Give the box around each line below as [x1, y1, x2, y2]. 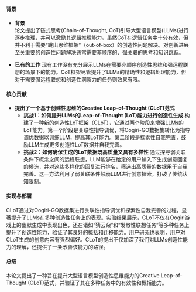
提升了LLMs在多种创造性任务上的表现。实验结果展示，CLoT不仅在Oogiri [11, 214, 185, 221]
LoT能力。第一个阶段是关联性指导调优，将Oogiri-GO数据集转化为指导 [23, 127, 191, 134]
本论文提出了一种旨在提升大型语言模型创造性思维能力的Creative [6, 271, 160, 279]
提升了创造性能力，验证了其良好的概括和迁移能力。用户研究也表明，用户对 [6, 229, 185, 236]
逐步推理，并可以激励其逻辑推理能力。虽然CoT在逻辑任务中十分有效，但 [14, 34, 189, 41]
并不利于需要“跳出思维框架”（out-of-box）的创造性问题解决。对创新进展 [14, 42, 189, 49]
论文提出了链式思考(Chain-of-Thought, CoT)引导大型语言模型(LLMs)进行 [14, 27, 189, 34]
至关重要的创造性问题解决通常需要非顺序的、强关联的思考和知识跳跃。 [14, 49, 184, 56]
